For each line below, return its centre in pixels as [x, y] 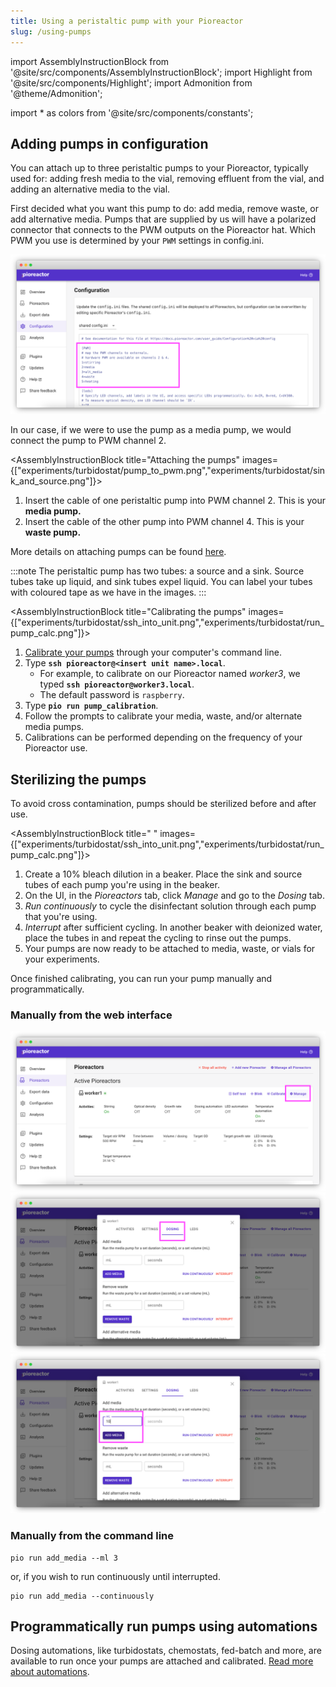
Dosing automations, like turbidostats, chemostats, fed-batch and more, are [166, 1651]
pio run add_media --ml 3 [64, 1558]
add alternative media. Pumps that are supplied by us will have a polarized [163, 219]
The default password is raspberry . [112, 695]
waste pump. [53, 532]
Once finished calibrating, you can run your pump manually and [141, 979]
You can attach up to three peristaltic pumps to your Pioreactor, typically [159, 168]
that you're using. [61, 917]
